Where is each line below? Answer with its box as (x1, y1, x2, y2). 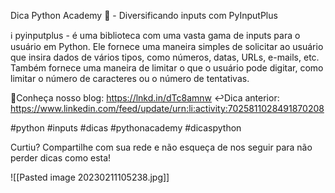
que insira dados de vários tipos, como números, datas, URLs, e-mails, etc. (10, 51, 320, 63)
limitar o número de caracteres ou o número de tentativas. (10, 73, 250, 84)
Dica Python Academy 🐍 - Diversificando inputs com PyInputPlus (10, 10, 278, 21)
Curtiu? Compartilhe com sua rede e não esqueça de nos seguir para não (10, 141, 313, 153)
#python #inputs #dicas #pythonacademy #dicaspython (10, 122, 242, 134)
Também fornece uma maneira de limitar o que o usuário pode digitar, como (10, 62, 324, 74)
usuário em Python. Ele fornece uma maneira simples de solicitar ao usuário (10, 41, 324, 52)
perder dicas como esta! (10, 152, 112, 164)
